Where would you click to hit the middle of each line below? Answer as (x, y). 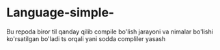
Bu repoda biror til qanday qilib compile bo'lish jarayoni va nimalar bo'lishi (110, 32)
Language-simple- (60, 13)
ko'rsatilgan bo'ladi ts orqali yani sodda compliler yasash (86, 38)
